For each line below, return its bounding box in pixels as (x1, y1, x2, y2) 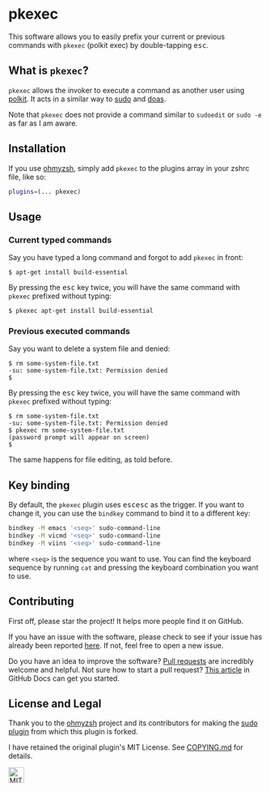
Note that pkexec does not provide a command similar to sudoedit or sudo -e (8, 109, 262, 119)
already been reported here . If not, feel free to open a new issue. (8, 640, 224, 650)
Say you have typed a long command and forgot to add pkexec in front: (8, 253, 244, 263)
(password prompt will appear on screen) (8, 434, 150, 442)
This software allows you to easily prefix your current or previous (8, 32, 226, 41)
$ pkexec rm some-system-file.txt (8, 426, 125, 434)
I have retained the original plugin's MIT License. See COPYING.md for (8, 742, 244, 752)
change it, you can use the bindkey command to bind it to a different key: (8, 508, 251, 519)
